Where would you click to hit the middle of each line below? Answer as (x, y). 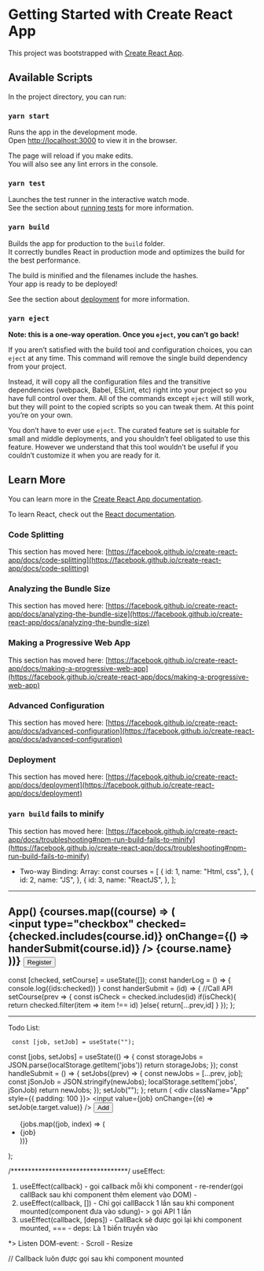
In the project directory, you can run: (67, 97)
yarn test (27, 183)
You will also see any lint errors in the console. (83, 164)
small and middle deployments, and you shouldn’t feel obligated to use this (129, 439)
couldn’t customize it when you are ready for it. (84, 455)
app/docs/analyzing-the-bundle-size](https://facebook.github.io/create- (126, 614)
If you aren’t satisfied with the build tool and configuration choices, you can (130, 349)
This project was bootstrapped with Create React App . (96, 53)
